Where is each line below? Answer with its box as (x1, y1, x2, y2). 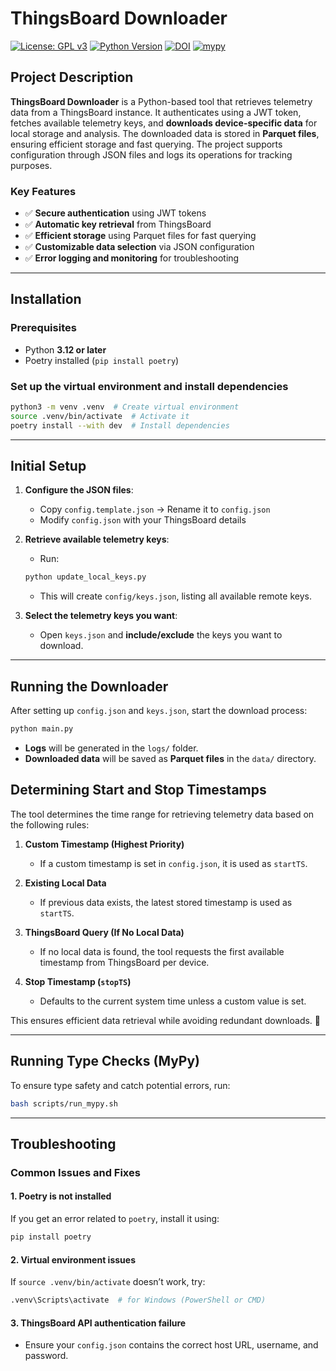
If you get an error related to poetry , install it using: (10, 1213, 220, 1225)
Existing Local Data (24, 877, 107, 889)
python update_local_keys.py (24, 572, 147, 582)
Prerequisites (10, 321, 77, 335)
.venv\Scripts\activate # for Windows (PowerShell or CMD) (10, 1295, 267, 1306)
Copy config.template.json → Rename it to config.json (39, 503, 271, 516)
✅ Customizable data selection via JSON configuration (24, 241, 255, 253)
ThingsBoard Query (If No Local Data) (24, 926, 185, 938)
